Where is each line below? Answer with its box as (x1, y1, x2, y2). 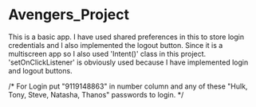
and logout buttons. (8, 65, 73, 75)
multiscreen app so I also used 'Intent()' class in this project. (8, 49, 207, 58)
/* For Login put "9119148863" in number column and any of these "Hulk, (8, 81, 248, 91)
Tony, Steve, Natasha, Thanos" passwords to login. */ (8, 89, 184, 99)
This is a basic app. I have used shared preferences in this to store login (8, 32, 245, 42)
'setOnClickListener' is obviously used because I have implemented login (8, 57, 249, 67)
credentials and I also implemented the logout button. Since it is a (8, 40, 223, 50)
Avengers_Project (8, 6, 130, 24)
